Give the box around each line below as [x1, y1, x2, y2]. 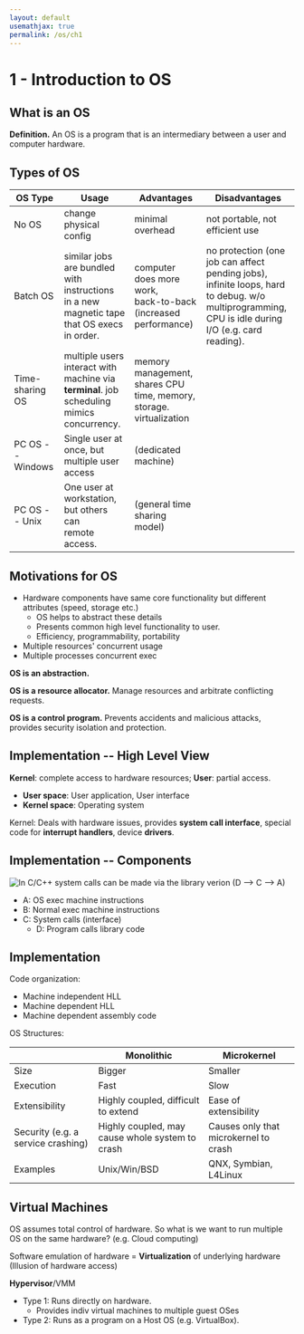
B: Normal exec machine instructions [22, 904, 160, 915]
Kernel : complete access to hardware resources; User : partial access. [9, 772, 271, 783]
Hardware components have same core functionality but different [22, 592, 267, 603]
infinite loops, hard [205, 278, 285, 291]
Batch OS [14, 290, 54, 302]
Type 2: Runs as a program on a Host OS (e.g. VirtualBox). [22, 1315, 240, 1326]
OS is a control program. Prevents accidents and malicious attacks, [9, 713, 261, 723]
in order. [63, 330, 100, 342]
